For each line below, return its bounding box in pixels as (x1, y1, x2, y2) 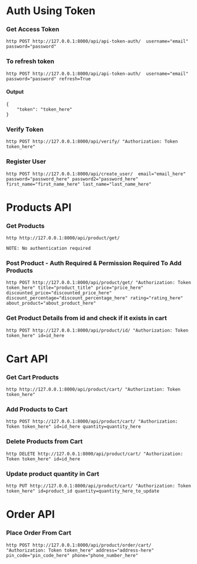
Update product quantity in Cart (6, 470, 99, 478)
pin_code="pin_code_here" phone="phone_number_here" (6, 552, 139, 558)
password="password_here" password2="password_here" (6, 176, 139, 182)
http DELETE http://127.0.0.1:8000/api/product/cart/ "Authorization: (6, 451, 183, 457)
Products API (6, 200, 72, 214)
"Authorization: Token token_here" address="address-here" (6, 547, 155, 553)
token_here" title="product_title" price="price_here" (6, 285, 144, 291)
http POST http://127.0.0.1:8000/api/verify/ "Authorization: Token (6, 138, 178, 145)
